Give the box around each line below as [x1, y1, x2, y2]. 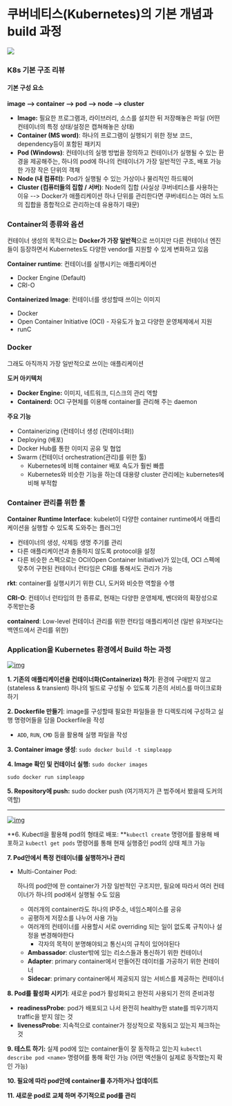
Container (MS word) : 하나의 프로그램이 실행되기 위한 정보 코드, [17, 131, 193, 139]
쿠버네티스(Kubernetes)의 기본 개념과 [7, 6, 213, 22]
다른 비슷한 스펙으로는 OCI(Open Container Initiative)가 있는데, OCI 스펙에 [17, 555, 220, 563]
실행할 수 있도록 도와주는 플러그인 [30, 523, 122, 532]
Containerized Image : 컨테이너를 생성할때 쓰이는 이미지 [7, 295, 161, 304]
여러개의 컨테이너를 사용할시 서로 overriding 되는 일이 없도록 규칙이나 [27, 922, 215, 931]
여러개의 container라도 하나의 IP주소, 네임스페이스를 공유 [27, 905, 182, 913]
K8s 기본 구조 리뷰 [7, 65, 66, 75]
